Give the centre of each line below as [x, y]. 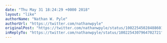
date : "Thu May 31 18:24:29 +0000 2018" [48, 10]
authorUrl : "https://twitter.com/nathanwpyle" [54, 23]
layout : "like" [21, 14]
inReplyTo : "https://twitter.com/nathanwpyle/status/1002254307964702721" [84, 33]
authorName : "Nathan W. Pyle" [37, 19]
